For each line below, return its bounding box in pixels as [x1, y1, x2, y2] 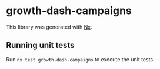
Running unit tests [6, 40, 75, 50]
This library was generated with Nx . [6, 23, 92, 30]
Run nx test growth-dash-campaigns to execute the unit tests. [6, 56, 155, 63]
